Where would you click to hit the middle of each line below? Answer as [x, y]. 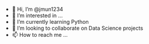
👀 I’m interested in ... [37, 15]
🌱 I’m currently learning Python [50, 22]
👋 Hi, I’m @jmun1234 [38, 9]
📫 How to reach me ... [40, 35]
